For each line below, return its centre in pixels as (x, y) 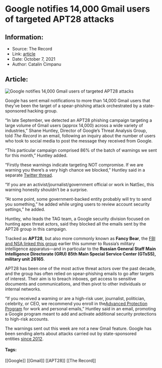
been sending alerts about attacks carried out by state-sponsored (71, 334)
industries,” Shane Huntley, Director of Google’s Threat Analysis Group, (76, 130)
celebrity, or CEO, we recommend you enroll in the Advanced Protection (76, 304)
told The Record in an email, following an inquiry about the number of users (80, 136)
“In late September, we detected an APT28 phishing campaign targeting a (79, 120)
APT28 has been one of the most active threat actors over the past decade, (81, 268)
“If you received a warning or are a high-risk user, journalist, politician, (75, 298)
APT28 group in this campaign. (36, 229)
